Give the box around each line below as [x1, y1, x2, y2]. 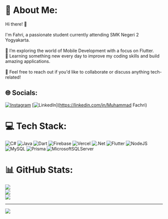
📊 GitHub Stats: [5, 164, 73, 175]
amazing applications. [5, 58, 50, 64]
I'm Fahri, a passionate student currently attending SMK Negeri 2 [5, 31, 139, 37]
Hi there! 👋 [5, 21, 27, 27]
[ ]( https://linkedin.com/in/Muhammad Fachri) [31, 102, 147, 108]
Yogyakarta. [5, 37, 30, 43]
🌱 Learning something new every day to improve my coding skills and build [5, 52, 160, 59]
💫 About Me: [5, 4, 58, 16]
